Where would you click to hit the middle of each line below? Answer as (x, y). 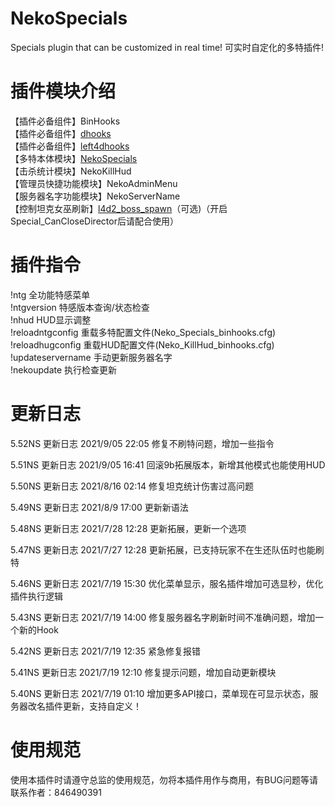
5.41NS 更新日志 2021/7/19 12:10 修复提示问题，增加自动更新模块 (143, 672)
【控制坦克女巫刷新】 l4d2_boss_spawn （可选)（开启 (119, 208)
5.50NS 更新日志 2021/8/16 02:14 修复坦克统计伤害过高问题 (132, 486)
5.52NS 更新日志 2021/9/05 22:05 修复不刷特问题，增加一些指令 (142, 443)
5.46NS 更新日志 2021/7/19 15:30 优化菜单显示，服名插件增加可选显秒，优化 (167, 583)
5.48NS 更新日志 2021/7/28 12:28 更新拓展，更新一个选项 (128, 528)
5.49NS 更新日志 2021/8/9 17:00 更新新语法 (99, 507)
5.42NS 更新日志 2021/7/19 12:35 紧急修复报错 (106, 651)
